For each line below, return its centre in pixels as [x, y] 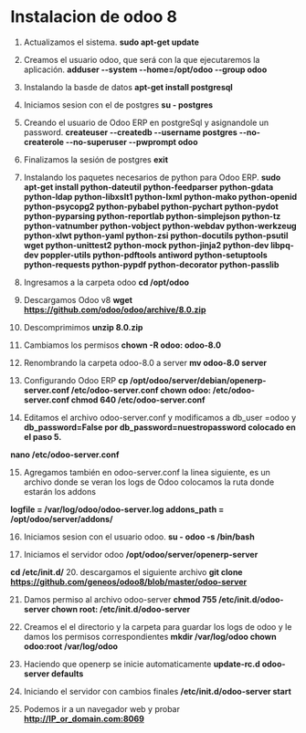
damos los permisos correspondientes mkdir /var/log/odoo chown [150, 636]
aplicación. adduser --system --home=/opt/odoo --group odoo [145, 69]
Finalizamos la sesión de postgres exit [95, 159]
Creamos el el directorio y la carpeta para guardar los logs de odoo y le [158, 626]
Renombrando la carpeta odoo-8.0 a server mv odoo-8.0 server [145, 362]
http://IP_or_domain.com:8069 [84, 718]
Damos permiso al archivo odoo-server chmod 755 [120, 599]
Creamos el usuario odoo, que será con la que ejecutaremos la [142, 59]
